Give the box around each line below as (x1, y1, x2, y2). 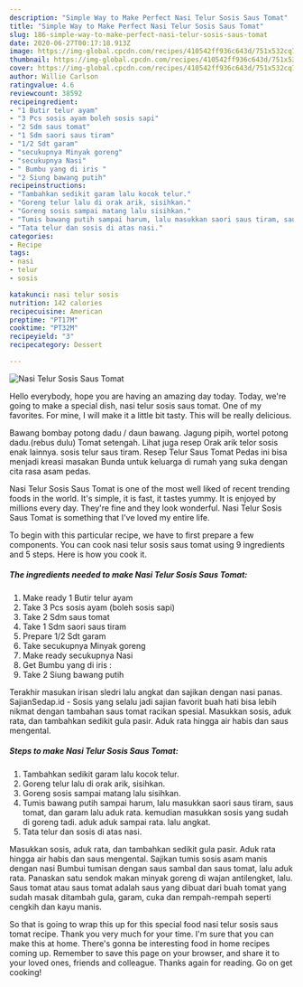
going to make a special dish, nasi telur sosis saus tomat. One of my (9, 399, 262, 411)
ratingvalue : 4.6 (9, 80, 75, 89)
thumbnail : (9, 55, 50, 64)
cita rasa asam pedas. (9, 465, 92, 476)
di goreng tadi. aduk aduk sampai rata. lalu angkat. (22, 816, 211, 827)
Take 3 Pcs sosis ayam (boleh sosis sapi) (22, 602, 176, 613)
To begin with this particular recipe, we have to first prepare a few (9, 530, 254, 540)
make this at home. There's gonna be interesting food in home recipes (9, 937, 271, 949)
